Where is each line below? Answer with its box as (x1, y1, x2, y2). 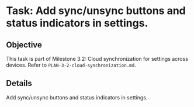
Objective (6, 40, 43, 50)
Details (6, 78, 32, 88)
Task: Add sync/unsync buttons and (6, 4, 186, 18)
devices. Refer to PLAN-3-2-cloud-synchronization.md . (6, 61, 136, 68)
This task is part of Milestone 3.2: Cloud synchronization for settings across (6, 56, 189, 62)
